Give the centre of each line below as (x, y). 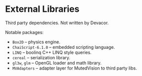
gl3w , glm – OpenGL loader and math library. (57, 63)
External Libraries (42, 9)
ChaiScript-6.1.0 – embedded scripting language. (64, 47)
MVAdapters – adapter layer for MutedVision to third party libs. (74, 68)
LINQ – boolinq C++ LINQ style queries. (52, 52)
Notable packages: (24, 32)
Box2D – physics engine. (36, 42)
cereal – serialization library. (41, 57)
